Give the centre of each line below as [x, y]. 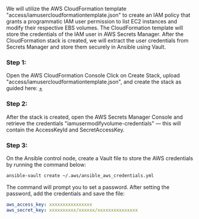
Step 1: [16, 62]
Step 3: [17, 145]
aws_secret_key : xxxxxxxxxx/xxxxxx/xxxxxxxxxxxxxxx [72, 210]
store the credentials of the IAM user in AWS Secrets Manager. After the [95, 34]
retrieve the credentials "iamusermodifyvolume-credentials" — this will [94, 123]
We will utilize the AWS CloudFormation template [67, 9]
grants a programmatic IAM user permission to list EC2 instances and [92, 21]
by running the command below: [46, 164]
